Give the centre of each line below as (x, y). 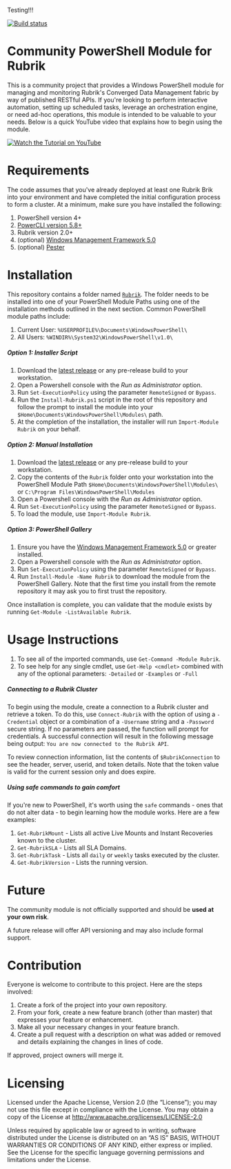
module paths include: (39, 316)
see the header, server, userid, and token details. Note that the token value (113, 764)
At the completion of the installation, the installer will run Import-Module (118, 422)
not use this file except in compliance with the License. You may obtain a (110, 1110)
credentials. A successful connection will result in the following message (110, 736)
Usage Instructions (63, 639)
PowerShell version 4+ (49, 218)
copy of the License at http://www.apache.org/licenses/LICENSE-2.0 (105, 1117)
